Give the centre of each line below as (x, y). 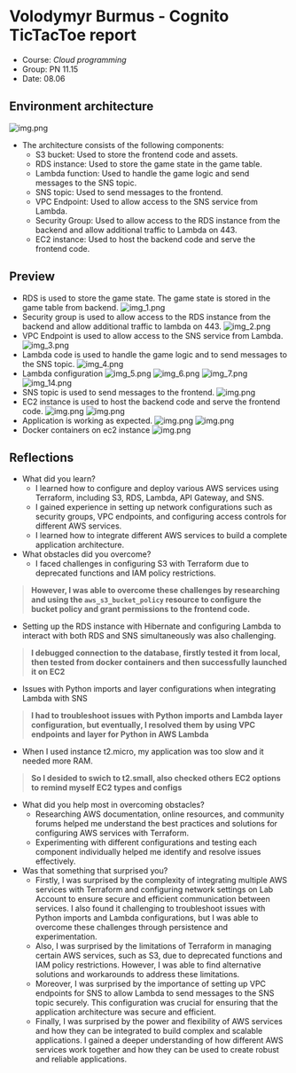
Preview (32, 277)
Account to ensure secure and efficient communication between (152, 899)
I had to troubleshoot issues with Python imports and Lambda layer (157, 716)
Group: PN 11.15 (50, 69)
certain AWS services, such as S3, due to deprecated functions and (159, 956)
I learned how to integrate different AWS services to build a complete (161, 536)
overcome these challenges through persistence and (132, 928)
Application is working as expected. (87, 420)
